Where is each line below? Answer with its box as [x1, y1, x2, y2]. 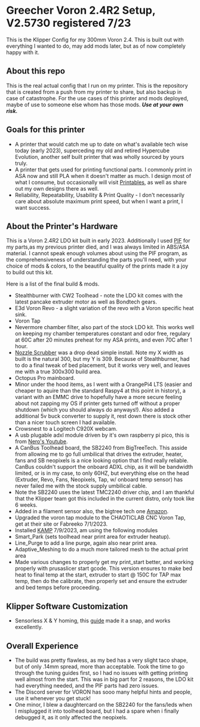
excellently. [14, 624, 43, 631]
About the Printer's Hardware [6, 221, 118, 231]
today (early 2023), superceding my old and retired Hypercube [14, 147, 170, 154]
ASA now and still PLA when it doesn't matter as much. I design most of [14, 172, 192, 179]
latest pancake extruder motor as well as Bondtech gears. [14, 298, 157, 305]
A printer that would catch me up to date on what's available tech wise [14, 140, 188, 148]
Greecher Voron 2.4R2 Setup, [6, 4, 156, 17]
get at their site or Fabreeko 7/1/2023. [14, 520, 108, 527]
